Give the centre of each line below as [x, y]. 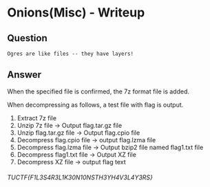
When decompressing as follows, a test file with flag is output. [95, 104]
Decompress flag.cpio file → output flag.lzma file [86, 140]
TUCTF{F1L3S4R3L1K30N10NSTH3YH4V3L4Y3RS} [80, 177]
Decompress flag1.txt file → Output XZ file [76, 154]
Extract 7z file [37, 118]
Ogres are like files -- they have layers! [71, 54]
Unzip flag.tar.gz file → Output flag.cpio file [78, 133]
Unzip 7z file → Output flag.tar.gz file [70, 125]
